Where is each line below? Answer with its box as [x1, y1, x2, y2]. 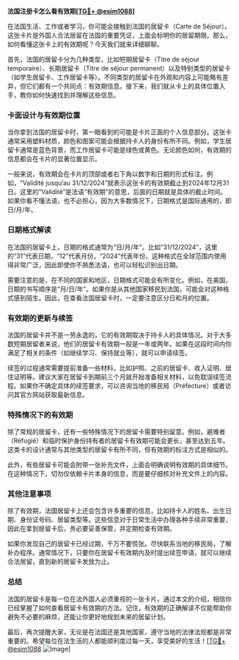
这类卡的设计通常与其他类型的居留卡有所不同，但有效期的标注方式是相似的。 [7, 445, 232, 454]
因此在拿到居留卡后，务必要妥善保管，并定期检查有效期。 [7, 524, 176, 533]
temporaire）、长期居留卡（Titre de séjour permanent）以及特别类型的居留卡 [7, 64, 231, 72]
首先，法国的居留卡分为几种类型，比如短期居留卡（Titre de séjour [7, 55, 200, 64]
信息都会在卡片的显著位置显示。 [7, 155, 101, 163]
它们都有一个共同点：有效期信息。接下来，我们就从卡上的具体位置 [26, 82, 219, 90]
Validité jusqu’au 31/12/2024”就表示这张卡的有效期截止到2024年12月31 [22, 178, 230, 188]
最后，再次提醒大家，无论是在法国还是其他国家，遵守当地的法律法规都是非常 [7, 627, 232, 636]
